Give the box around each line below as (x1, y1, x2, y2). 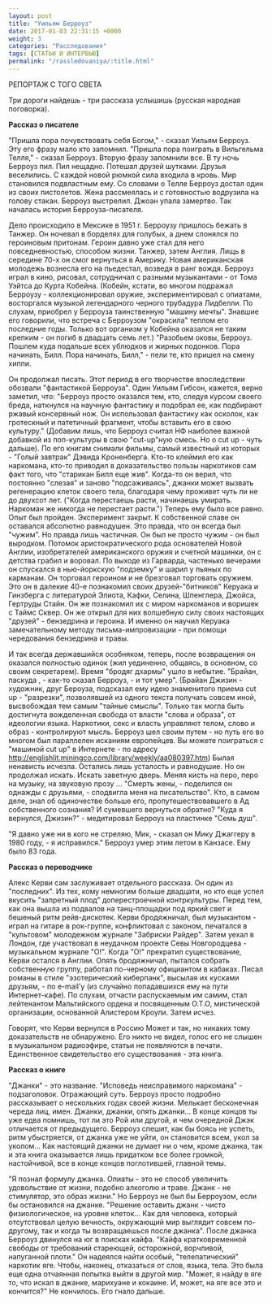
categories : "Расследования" (8, 42, 107, 50)
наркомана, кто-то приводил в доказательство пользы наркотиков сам (8, 460, 257, 470)
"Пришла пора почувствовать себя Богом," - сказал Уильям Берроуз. (8, 135, 251, 145)
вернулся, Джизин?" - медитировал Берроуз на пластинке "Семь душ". (8, 813, 258, 823)
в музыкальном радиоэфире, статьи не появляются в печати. (8, 1040, 222, 1050)
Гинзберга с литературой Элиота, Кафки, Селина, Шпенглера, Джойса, (8, 590, 257, 600)
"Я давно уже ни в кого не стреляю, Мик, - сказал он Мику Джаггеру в (8, 828, 256, 838)
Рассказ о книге (8, 1064, 67, 1074)
